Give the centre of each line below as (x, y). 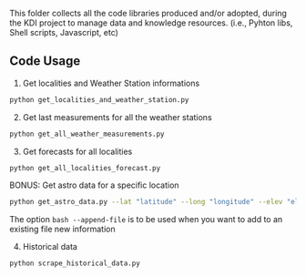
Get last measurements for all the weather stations (117, 117)
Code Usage (45, 62)
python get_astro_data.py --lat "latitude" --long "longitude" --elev (146, 202)
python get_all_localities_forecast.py (85, 168)
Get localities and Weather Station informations (111, 83)
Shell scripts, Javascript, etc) (64, 32)
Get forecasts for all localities (77, 151)
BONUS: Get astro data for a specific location (94, 185)
